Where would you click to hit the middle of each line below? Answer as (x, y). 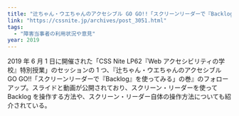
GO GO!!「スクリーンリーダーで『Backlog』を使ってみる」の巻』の (106, 79)
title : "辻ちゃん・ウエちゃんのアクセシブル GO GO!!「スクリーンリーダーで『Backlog (120, 14)
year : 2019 (23, 40)
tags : (15, 27)
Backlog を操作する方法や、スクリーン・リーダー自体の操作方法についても (116, 97)
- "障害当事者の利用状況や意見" (55, 34)
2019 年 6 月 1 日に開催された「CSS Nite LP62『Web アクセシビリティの (113, 62)
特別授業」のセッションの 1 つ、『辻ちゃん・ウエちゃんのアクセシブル (121, 70)
